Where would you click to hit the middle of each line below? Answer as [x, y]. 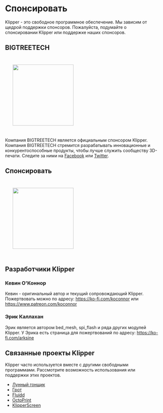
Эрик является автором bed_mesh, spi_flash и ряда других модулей [76, 327]
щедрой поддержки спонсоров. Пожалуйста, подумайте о [66, 27]
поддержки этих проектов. [33, 375]
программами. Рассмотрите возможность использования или [70, 370]
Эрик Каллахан [24, 317]
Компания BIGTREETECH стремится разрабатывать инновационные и [78, 145]
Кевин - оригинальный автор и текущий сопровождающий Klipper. [74, 294]
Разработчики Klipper [40, 269]
